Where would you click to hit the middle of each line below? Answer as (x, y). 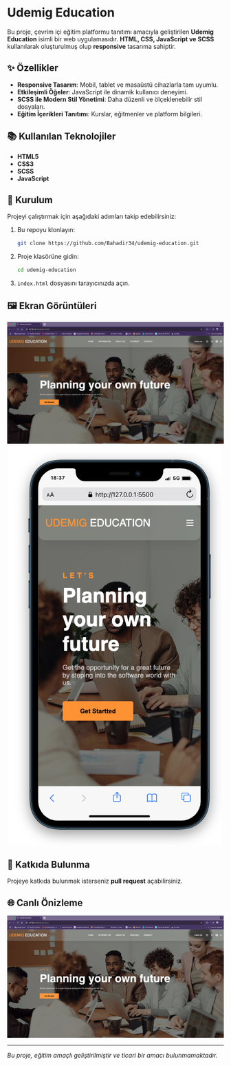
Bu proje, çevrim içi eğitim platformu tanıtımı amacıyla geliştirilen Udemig (111, 32)
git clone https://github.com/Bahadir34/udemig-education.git (108, 243)
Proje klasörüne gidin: (48, 257)
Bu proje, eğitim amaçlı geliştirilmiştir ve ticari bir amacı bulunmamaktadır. (112, 1055)
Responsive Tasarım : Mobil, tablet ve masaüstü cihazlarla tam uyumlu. (118, 85)
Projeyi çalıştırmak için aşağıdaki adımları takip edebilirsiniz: (92, 217)
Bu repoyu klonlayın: (46, 230)
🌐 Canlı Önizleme (45, 902)
